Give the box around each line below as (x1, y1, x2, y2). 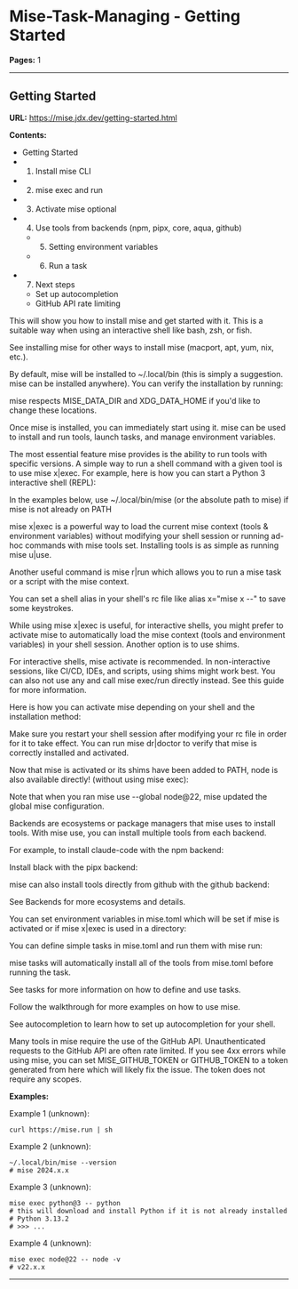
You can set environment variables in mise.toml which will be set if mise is (9, 914, 279, 924)
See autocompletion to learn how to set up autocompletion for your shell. (9, 1019, 276, 1029)
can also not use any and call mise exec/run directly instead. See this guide (9, 674, 285, 686)
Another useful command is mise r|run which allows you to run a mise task (9, 567, 282, 577)
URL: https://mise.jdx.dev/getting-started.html (9, 112, 177, 123)
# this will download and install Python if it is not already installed (9, 1206, 288, 1215)
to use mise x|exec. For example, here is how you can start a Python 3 (9, 467, 266, 478)
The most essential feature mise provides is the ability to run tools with (9, 448, 268, 459)
